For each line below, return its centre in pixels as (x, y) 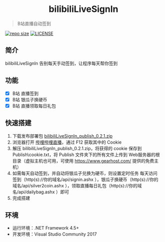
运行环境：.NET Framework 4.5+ (46, 228)
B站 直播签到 (25, 93)
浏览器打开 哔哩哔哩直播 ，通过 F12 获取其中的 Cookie (67, 142)
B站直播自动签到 (34, 23)
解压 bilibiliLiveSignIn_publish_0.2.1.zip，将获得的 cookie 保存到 (77, 148)
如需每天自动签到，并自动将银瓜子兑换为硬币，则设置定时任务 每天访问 (85, 173)
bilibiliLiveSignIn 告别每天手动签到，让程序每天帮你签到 (61, 63)
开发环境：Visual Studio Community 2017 (54, 234)
